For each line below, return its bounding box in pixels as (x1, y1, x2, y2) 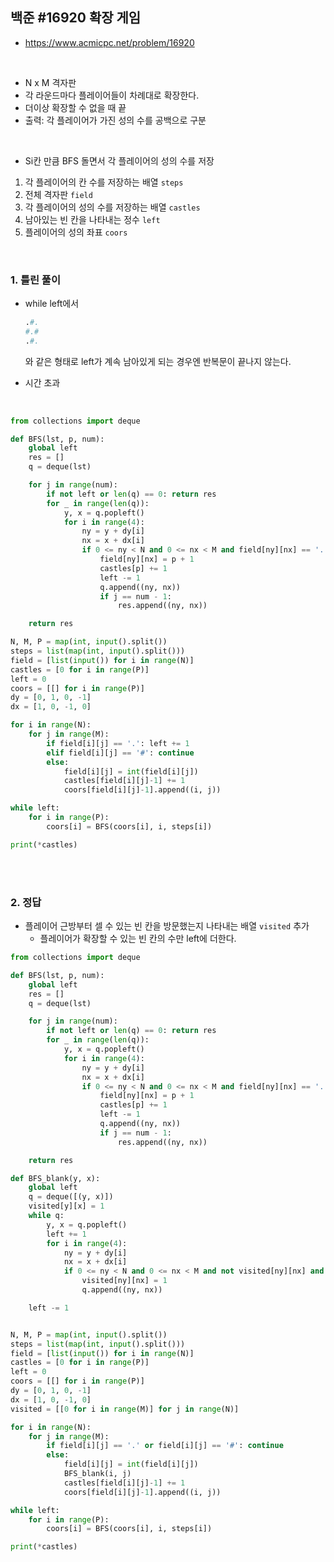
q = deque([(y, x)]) (28, 1192, 114, 1202)
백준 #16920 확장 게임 (10, 9, 142, 27)
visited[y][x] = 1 (28, 1201, 105, 1212)
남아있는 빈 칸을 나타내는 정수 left (24, 213, 161, 225)
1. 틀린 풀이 (10, 273, 61, 287)
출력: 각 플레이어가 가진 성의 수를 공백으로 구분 (24, 114, 207, 126)
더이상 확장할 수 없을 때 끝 (24, 101, 127, 113)
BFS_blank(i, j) (63, 1469, 132, 1479)
